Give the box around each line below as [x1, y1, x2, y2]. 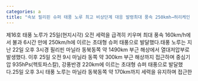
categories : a [6, 8, 41, 15]
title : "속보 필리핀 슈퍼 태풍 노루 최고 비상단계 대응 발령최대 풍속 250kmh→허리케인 [6, 14, 191, 20]
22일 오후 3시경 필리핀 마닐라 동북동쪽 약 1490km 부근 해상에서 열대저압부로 [12, 46, 190, 53]
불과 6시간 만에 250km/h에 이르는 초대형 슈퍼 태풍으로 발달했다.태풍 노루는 [12, 38, 186, 46]
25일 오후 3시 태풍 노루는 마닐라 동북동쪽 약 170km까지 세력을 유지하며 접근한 [12, 68, 193, 75]
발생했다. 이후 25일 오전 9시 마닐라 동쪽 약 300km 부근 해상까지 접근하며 [6, 53, 175, 60]
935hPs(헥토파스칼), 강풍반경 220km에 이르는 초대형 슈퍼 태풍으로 [12, 60, 168, 68]
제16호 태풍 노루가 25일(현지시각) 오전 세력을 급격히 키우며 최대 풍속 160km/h [6, 31, 187, 38]
